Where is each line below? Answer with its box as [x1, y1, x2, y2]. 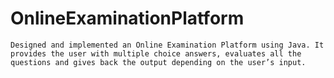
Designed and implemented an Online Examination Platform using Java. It [10, 40, 325, 50]
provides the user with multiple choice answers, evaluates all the [10, 48, 302, 59]
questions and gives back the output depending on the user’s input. [10, 57, 307, 67]
